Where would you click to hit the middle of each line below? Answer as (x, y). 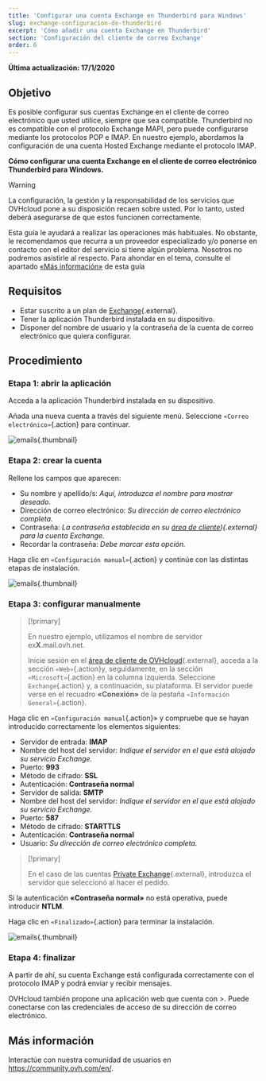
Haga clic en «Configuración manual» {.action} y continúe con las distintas (128, 559)
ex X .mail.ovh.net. (56, 645)
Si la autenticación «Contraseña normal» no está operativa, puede (118, 898)
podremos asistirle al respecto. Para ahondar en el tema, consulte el (120, 258)
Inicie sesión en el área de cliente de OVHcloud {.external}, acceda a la (143, 661)
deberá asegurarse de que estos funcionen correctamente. (105, 217)
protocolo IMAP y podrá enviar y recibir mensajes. (90, 983)
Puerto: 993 (39, 767)
